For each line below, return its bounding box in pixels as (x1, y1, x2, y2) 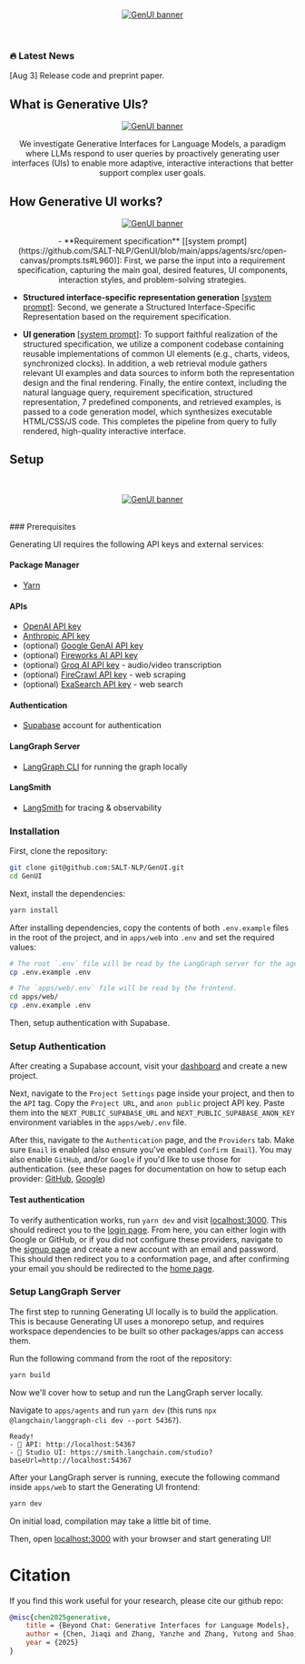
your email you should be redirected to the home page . (9, 1263, 215, 1273)
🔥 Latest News (9, 49, 75, 62)
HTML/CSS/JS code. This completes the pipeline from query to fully (22, 415, 277, 427)
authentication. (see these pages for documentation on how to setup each (9, 1163, 287, 1174)
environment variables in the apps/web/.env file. (9, 1117, 187, 1128)
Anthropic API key (22, 631, 91, 642)
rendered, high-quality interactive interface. (22, 425, 186, 436)
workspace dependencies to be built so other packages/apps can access (9, 1325, 284, 1336)
